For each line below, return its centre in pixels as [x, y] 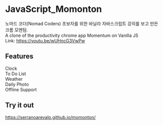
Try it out [19, 105]
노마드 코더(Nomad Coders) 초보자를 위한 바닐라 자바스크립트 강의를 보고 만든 [82, 23]
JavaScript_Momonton [54, 9]
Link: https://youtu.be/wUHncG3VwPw [45, 40]
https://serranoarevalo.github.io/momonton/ [50, 117]
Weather [14, 79]
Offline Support [21, 89]
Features [19, 57]
